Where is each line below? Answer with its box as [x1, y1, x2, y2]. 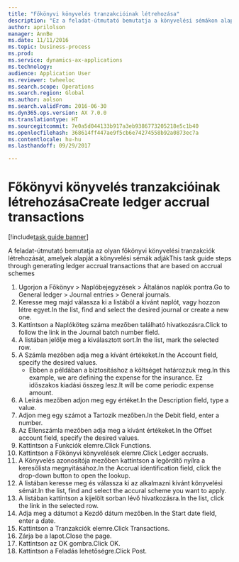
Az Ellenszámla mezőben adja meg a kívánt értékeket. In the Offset [18, 426, 212, 435]
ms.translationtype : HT [8, 116, 79, 123]
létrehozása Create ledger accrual [8, 194, 210, 210]
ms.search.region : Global [8, 89, 84, 97]
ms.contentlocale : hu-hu [8, 136, 82, 143]
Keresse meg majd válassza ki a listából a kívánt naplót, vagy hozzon [18, 298, 221, 307]
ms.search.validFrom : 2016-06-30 [8, 103, 107, 110]
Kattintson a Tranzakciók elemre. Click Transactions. [18, 524, 170, 533]
